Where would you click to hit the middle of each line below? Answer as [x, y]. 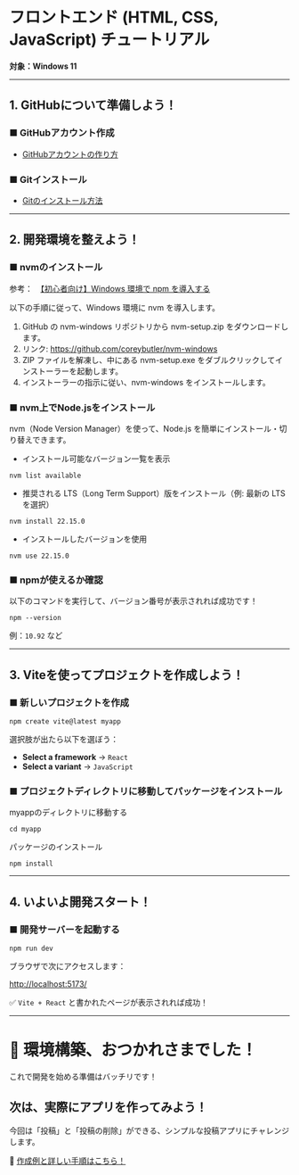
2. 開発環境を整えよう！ [75, 240]
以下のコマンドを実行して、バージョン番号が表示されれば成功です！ [133, 601]
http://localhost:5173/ [48, 984]
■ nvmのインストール [56, 268]
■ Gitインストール [48, 179]
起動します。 [100, 371]
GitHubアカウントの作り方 [70, 154]
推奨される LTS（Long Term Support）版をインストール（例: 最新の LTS [154, 493]
